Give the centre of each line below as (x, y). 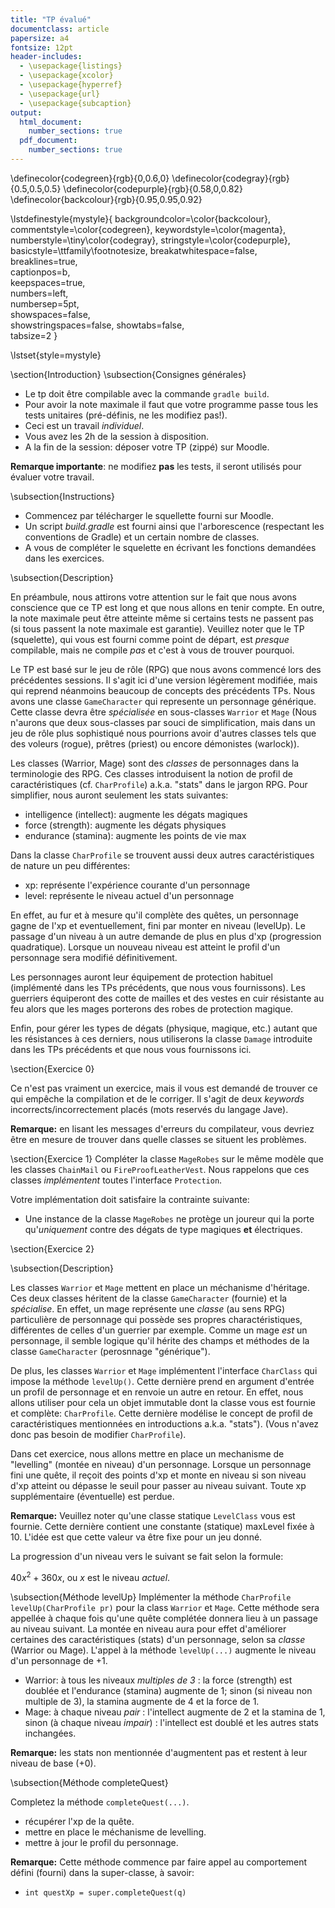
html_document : (51, 122)
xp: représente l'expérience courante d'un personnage (137, 885)
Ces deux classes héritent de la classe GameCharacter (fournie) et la (149, 1298)
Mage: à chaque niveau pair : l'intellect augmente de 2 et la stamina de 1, (175, 1712)
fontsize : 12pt (42, 47)
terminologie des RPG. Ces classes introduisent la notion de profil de (151, 773)
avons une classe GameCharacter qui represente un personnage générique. (163, 701)
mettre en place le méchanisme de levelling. (115, 1832)
